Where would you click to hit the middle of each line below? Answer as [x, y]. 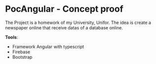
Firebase [21, 52]
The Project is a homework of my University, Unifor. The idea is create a [78, 22]
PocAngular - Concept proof [64, 9]
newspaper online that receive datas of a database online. [64, 27]
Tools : [12, 37]
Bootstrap [22, 57]
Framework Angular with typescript [48, 46]
